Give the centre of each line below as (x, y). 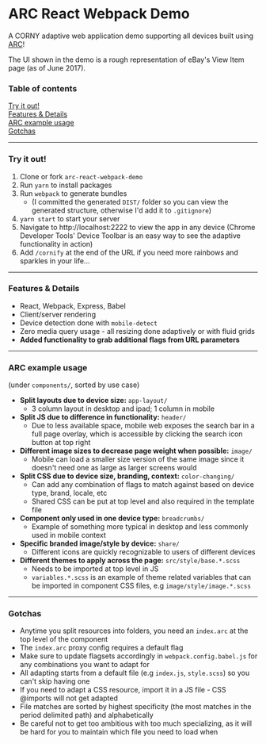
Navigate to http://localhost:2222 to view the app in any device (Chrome (137, 227)
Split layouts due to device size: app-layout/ (93, 401)
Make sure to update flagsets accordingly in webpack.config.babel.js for (139, 656)
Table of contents (43, 88)
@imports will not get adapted (69, 698)
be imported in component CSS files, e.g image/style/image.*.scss (141, 586)
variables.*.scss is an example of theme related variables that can (141, 577)
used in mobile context (69, 535)
